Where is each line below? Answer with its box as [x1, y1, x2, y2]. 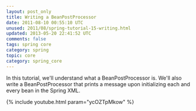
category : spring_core [6, 58, 62, 64]
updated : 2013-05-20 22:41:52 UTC [6, 31, 92, 37]
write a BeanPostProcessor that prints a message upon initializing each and [6, 80, 191, 87]
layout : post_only [6, 8, 52, 15]
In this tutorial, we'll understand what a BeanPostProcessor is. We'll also [6, 74, 182, 81]
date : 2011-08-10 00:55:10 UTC [6, 19, 83, 25]
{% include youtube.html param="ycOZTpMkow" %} [6, 98, 134, 105]
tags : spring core [6, 42, 52, 48]
